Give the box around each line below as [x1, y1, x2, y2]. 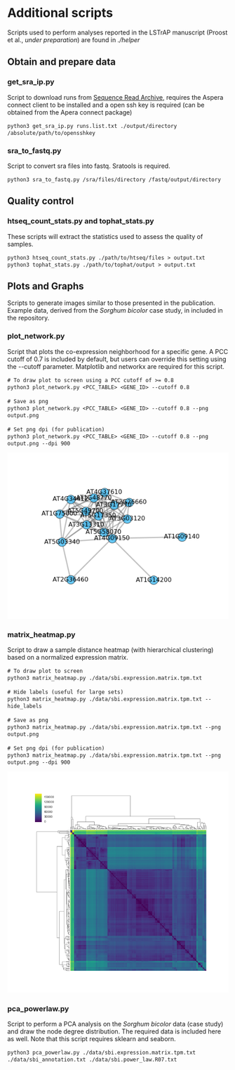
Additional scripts [7, 5, 114, 21]
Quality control [7, 195, 74, 207]
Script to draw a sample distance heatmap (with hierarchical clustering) [7, 646, 214, 654]
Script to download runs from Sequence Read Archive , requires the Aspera [7, 93, 224, 101]
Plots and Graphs [7, 280, 84, 292]
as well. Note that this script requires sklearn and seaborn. [7, 1035, 177, 1043]
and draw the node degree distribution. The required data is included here [7, 1027, 222, 1036]
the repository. [7, 314, 50, 322]
